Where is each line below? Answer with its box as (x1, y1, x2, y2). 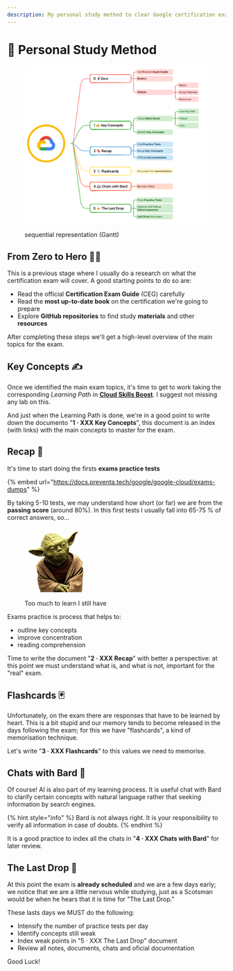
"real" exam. (7, 669, 43, 677)
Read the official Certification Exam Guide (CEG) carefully (17, 290, 185, 298)
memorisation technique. (7, 733, 78, 742)
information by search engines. (7, 801, 96, 809)
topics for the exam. (7, 340, 64, 348)
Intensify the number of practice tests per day (17, 922, 149, 930)
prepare (17, 304, 40, 313)
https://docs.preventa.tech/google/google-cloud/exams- (53, 478, 216, 486)
